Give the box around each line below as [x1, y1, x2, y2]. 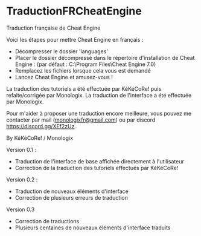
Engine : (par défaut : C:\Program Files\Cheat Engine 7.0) [14, 61, 156, 68]
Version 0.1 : [6, 146, 36, 153]
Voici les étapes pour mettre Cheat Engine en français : [6, 36, 144, 43]
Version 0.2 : [6, 175, 38, 183]
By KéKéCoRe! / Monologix [6, 134, 74, 142]
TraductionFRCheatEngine [6, 4, 142, 18]
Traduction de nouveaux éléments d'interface [14, 188, 129, 195]
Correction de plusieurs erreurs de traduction [14, 194, 129, 201]
